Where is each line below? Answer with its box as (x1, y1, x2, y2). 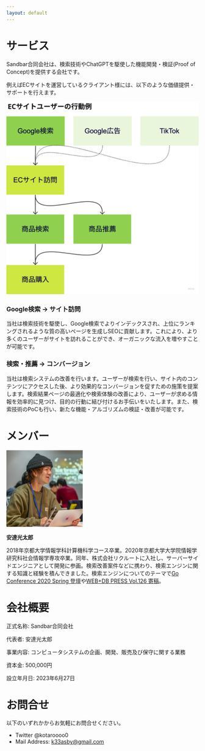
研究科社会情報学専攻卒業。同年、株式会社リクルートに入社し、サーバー (6, 554, 188, 561)
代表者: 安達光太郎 (6, 635, 52, 643)
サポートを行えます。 (6, 89, 60, 96)
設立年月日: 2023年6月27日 (6, 674, 75, 682)
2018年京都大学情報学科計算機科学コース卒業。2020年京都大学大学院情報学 (6, 547, 197, 554)
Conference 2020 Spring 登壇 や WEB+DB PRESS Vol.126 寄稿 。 (6, 577, 165, 585)
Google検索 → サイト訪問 (6, 305, 81, 313)
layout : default (6, 10, 48, 16)
